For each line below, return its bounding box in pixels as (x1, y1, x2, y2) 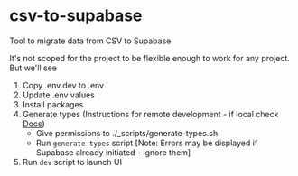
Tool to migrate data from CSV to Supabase (9, 35, 172, 46)
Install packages (22, 98, 84, 109)
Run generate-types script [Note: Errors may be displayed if (35, 137, 258, 148)
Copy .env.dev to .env (22, 79, 105, 90)
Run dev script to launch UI (22, 156, 122, 167)
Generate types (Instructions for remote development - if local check (22, 108, 279, 119)
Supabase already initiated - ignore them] (35, 146, 191, 158)
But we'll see (9, 62, 57, 73)
